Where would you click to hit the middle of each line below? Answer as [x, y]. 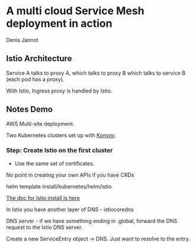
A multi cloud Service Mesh [75, 11]
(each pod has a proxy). [35, 79]
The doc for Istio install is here [43, 198]
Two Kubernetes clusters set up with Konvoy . [61, 135]
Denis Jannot [22, 40]
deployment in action [59, 23]
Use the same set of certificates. [54, 163]
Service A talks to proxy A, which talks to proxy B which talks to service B [96, 73]
